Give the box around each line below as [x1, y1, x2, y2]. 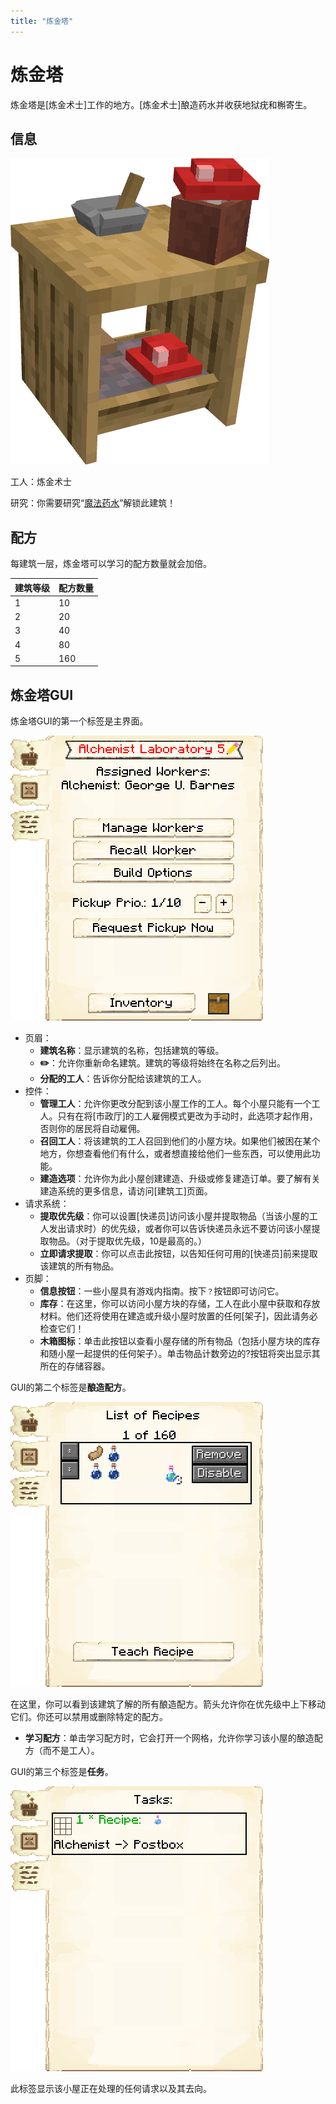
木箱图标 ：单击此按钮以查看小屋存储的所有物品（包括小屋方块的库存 [39, 1335, 321, 1347]
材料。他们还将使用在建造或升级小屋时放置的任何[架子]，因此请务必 [39, 1310, 318, 1322]
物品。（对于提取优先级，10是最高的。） [48, 1235, 208, 1247]
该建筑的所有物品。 [39, 1260, 120, 1272]
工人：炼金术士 [10, 476, 72, 488]
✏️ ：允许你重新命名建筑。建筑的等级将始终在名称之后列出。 [39, 1057, 287, 1069]
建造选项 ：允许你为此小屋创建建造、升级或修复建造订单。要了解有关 [39, 1173, 321, 1185]
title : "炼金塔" [10, 16, 74, 26]
